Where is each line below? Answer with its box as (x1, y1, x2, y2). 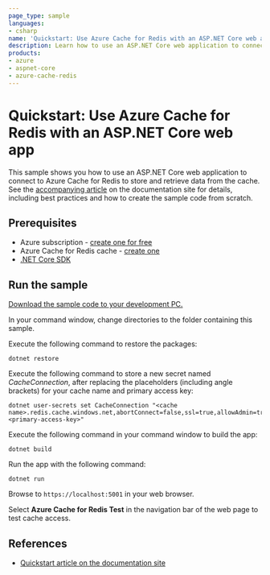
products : (8, 49, 42, 57)
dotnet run (8, 475, 45, 483)
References (8, 536, 67, 550)
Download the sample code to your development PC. (8, 300, 183, 309)
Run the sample (8, 278, 88, 292)
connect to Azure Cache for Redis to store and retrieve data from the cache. (8, 176, 260, 185)
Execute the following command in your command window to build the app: (8, 430, 258, 440)
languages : (8, 19, 45, 27)
